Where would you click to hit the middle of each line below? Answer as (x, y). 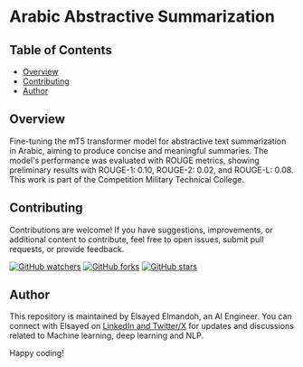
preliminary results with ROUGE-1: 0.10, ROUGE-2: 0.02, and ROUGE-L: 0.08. (151, 170)
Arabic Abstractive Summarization (142, 17)
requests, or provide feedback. (67, 249)
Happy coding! (37, 353)
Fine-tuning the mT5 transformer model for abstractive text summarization (148, 141)
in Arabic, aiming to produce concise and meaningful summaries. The (139, 150)
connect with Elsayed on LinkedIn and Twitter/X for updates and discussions (151, 326)
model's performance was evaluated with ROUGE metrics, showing (134, 160)
